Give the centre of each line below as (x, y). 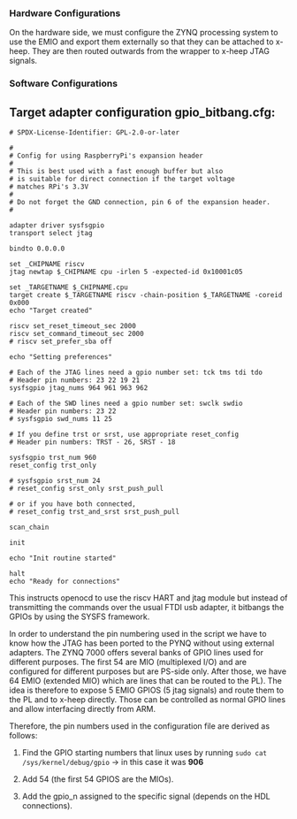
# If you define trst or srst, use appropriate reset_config (124, 435)
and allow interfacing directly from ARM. (83, 709)
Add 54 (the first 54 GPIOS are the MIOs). (98, 779)
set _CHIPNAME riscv (47, 264)
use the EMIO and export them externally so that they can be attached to (141, 42)
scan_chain (29, 528)
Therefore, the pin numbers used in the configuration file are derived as (140, 726)
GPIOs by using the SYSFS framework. (80, 616)
